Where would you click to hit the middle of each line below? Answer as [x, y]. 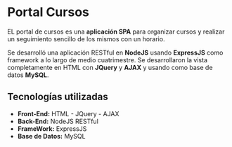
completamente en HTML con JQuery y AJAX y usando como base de [110, 67]
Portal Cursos [48, 12]
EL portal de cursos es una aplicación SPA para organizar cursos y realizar [116, 31]
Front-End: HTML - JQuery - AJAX [68, 113]
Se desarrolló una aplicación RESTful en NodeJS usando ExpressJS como [115, 52]
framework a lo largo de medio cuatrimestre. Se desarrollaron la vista [108, 59]
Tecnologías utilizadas [58, 97]
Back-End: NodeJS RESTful [58, 121]
